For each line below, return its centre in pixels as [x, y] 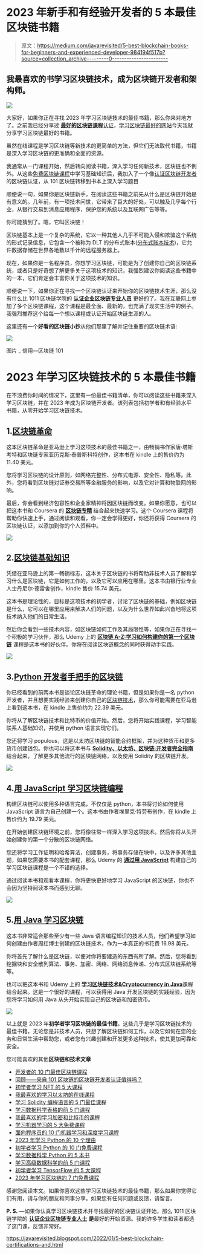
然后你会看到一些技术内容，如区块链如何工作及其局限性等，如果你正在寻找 [99, 629]
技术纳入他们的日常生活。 [38, 616]
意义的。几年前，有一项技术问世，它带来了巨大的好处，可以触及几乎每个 [101, 201]
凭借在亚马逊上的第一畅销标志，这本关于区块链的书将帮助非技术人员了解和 [99, 573]
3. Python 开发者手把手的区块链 [65, 677]
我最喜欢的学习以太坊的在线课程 [55, 1094]
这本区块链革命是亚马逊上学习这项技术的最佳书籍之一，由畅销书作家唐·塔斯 [100, 447]
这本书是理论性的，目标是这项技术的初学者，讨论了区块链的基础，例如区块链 [101, 601]
